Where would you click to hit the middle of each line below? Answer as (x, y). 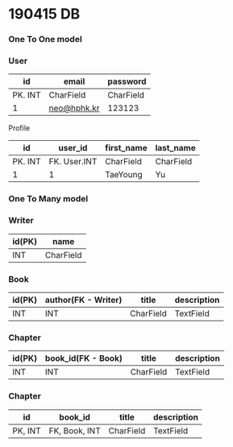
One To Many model (48, 199)
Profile (19, 128)
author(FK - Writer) (83, 300)
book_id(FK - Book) (83, 358)
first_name (126, 148)
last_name (175, 148)
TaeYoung (123, 175)
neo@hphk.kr (74, 108)
